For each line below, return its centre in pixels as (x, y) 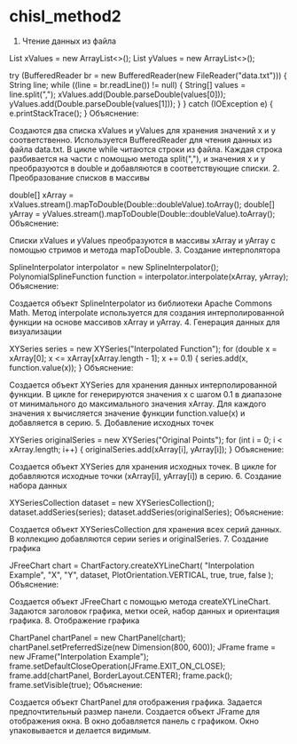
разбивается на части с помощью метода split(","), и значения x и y (137, 158)
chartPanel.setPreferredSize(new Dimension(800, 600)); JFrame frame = (143, 647)
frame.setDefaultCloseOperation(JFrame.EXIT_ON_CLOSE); (117, 666)
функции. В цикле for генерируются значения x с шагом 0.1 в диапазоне (145, 394)
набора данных (39, 485)
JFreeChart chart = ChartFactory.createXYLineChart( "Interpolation (132, 565)
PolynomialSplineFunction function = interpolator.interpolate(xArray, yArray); (149, 276)
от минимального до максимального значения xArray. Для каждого (138, 404)
